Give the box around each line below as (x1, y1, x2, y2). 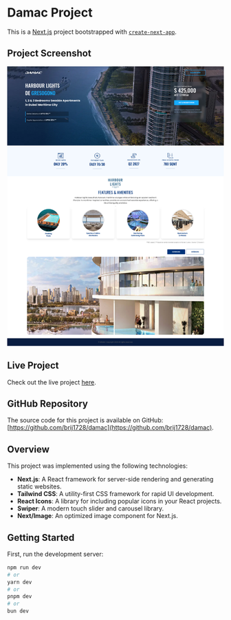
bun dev (7, 608, 30, 614)
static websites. (16, 482, 62, 490)
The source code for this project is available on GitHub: (7, 416, 164, 424)
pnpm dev (7, 593, 32, 600)
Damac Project (7, 5, 93, 21)
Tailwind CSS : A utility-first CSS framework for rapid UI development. (16, 490, 214, 498)
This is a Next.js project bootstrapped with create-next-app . (7, 28, 177, 36)
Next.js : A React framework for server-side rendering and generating (16, 475, 214, 484)
